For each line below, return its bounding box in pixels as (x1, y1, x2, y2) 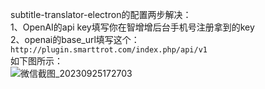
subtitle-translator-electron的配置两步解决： (10, 9, 192, 20)
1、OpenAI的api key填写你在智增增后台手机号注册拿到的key (10, 21, 255, 33)
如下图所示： (10, 55, 63, 67)
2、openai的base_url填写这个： (10, 34, 140, 45)
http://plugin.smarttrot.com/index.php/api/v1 (10, 45, 208, 55)
